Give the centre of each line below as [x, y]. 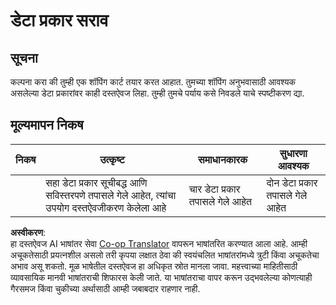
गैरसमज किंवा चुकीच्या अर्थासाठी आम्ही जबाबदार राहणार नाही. [105, 288]
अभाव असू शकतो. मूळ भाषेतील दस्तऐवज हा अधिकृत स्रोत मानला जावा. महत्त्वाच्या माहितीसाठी [154, 266]
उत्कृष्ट [112, 159]
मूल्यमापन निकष [47, 125]
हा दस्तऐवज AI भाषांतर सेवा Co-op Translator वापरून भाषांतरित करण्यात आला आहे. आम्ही [159, 243]
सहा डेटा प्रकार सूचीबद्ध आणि [96, 182]
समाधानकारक [222, 159]
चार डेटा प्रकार [214, 189]
